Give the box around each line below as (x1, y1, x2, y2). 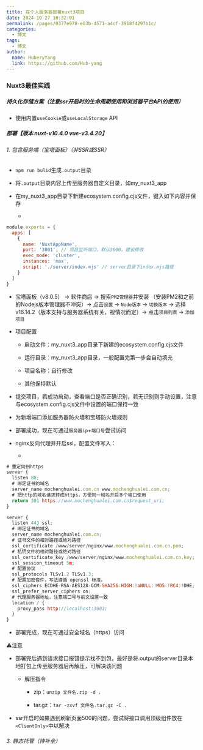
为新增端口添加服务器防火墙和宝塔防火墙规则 (15, 413, 128, 421)
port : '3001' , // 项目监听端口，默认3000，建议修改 (22, 247, 144, 253)
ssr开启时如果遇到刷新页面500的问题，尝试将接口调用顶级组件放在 (15, 714, 183, 722)
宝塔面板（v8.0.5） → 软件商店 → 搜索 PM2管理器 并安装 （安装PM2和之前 (15, 293, 194, 300)
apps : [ (12, 230, 32, 236)
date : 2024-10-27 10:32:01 (6, 15, 75, 21)
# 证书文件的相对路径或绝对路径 (12, 537, 81, 544)
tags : (6, 37, 20, 43)
